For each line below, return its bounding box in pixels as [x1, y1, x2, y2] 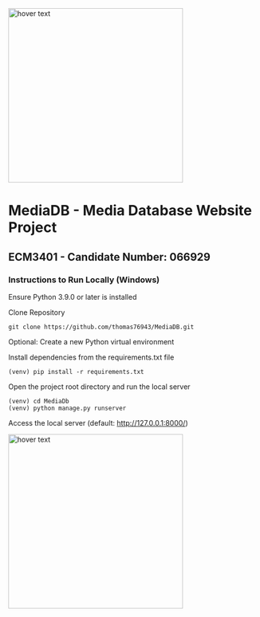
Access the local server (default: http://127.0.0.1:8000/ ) [8, 418, 189, 427]
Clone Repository [8, 307, 65, 317]
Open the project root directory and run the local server [8, 382, 191, 391]
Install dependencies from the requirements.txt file [8, 352, 175, 362]
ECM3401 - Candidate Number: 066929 [8, 250, 211, 264]
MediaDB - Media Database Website [8, 202, 253, 220]
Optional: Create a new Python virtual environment [8, 336, 175, 346]
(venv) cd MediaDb [8, 397, 69, 405]
